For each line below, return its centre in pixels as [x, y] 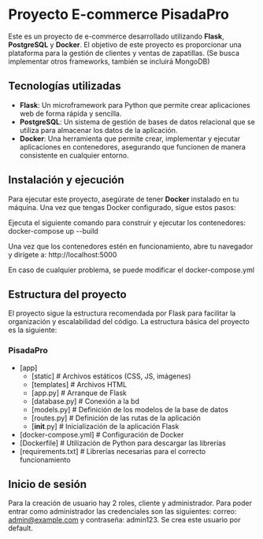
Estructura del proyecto [68, 294]
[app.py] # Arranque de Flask [79, 393]
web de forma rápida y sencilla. [70, 113]
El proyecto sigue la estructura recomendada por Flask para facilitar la [122, 313]
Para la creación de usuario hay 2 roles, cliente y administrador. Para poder [130, 503]
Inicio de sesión [47, 484]
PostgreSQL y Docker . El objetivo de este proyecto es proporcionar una [125, 44]
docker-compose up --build [53, 231]
